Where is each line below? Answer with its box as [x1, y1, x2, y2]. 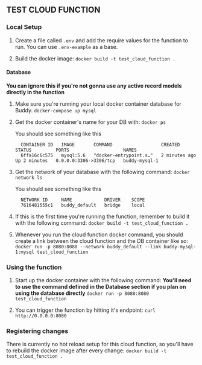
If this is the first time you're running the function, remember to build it [14, 213, 190, 220]
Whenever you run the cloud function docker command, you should [14, 231, 183, 238]
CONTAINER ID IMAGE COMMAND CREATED [21, 141, 180, 147]
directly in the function [6, 88, 65, 95]
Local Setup [6, 23, 42, 31]
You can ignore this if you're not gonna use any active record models [6, 82, 182, 89]
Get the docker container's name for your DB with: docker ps [14, 118, 166, 126]
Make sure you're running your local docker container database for [14, 100, 182, 108]
